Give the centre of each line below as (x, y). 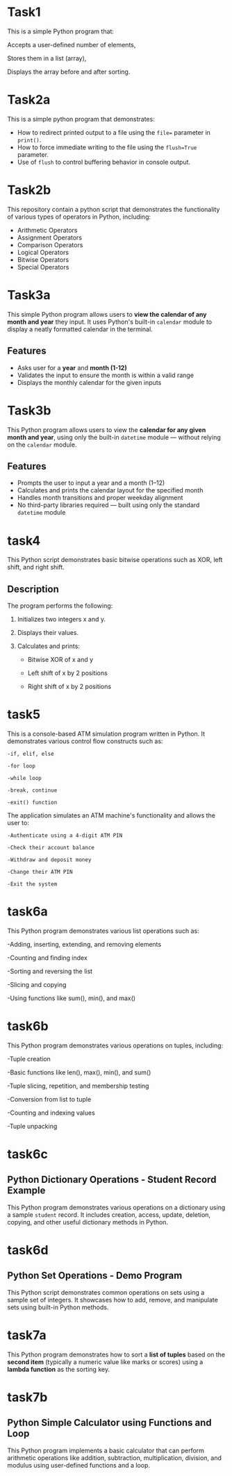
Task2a (29, 100)
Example (26, 1191)
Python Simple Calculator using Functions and (109, 1423)
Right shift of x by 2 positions (69, 687)
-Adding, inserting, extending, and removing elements (84, 944)
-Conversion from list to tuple (49, 1099)
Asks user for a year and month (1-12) (72, 367)
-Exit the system (32, 884)
